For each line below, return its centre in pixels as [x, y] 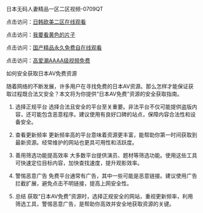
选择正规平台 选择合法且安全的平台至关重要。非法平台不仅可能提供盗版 [103, 107]
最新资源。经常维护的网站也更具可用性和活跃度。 [76, 142]
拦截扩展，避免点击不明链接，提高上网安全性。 [73, 183]
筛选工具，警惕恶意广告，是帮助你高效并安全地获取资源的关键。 [95, 204]
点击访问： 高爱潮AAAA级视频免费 [48, 60]
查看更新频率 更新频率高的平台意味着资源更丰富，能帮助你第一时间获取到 [106, 135]
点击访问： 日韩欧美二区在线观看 [46, 22]
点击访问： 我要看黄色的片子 [41, 35]
